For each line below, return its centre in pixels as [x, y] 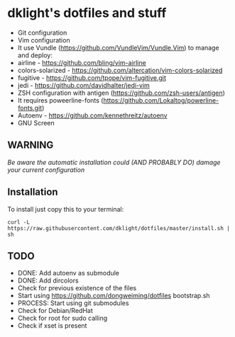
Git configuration [42, 33]
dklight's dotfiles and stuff [87, 13]
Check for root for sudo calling [62, 318]
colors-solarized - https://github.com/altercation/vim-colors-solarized [120, 70]
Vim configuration [44, 40]
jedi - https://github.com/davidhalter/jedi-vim [84, 85]
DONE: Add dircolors [48, 280]
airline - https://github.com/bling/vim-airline [82, 62]
